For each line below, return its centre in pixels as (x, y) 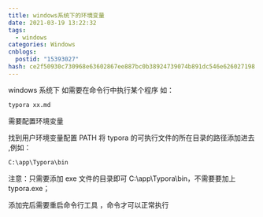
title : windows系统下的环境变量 (56, 15)
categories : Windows (42, 45)
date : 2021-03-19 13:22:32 (52, 23)
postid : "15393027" (47, 60)
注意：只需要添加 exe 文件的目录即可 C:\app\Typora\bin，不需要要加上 (122, 178)
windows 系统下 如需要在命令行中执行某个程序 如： (91, 90)
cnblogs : (22, 52)
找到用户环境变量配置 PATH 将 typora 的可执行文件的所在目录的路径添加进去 (131, 138)
